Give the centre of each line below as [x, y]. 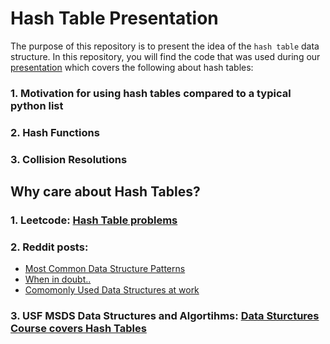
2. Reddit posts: [49, 247]
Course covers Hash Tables [78, 329]
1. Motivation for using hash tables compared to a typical [151, 93]
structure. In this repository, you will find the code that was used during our [165, 56]
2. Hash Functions [55, 132]
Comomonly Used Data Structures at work [112, 290]
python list [37, 105]
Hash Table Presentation [114, 18]
